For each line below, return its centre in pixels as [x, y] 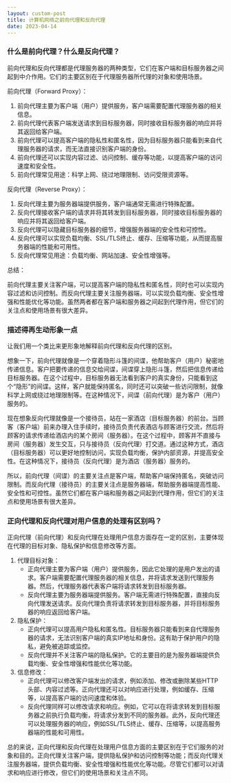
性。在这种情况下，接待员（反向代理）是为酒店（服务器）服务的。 [100, 461]
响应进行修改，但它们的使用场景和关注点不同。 [85, 773]
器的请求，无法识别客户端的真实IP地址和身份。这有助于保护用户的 [121, 638]
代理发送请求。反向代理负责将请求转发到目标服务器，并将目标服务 [127, 604]
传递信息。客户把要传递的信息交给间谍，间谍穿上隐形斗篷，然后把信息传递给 [115, 369]
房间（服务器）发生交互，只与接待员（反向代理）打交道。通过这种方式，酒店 [115, 443]
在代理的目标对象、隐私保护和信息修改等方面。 [73, 546]
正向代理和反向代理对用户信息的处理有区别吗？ [85, 521]
